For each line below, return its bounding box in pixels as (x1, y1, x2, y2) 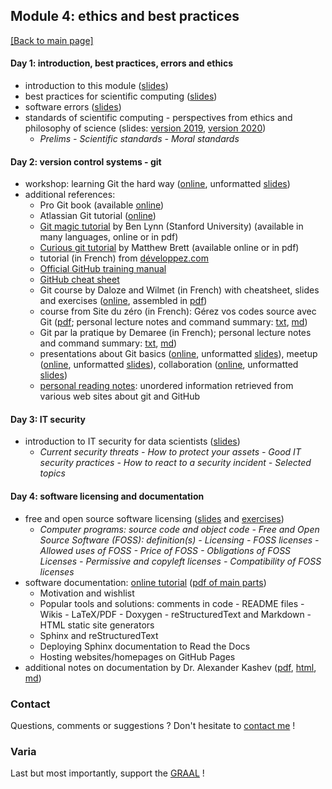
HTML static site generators (39, 619, 155, 631)
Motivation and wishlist (39, 587, 135, 599)
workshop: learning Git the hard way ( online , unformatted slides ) (24, 178, 291, 190)
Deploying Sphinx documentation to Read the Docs (39, 640, 251, 652)
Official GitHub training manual (39, 263, 167, 275)
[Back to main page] (10, 34, 94, 46)
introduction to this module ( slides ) (24, 80, 169, 92)
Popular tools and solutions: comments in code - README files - (39, 597, 305, 609)
